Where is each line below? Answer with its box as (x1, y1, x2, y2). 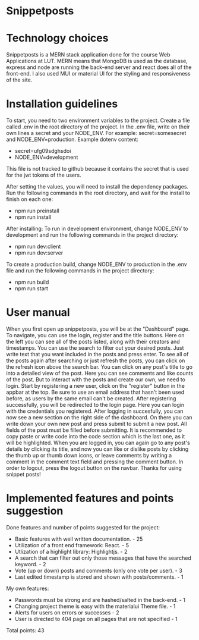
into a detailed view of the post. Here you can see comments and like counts (6, 370, 194, 377)
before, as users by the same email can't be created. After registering (6, 395, 176, 402)
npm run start (14, 285, 49, 292)
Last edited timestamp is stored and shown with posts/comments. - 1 (14, 573, 184, 581)
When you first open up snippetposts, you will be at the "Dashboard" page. (6, 325, 190, 332)
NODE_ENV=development (14, 153, 78, 161)
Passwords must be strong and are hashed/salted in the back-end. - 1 (14, 596, 186, 603)
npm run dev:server (14, 249, 64, 256)
